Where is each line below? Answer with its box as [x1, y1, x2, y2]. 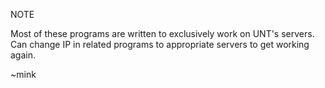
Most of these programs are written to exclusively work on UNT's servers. [10, 28, 315, 39]
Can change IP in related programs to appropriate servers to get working [10, 39, 310, 50]
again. [10, 49, 37, 61]
